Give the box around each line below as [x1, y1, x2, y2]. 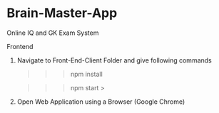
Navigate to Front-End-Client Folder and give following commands [16, 55, 212, 65]
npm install [70, 70, 103, 78]
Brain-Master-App [6, 5, 118, 21]
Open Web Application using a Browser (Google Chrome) [16, 97, 185, 106]
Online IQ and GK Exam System [6, 28, 99, 37]
